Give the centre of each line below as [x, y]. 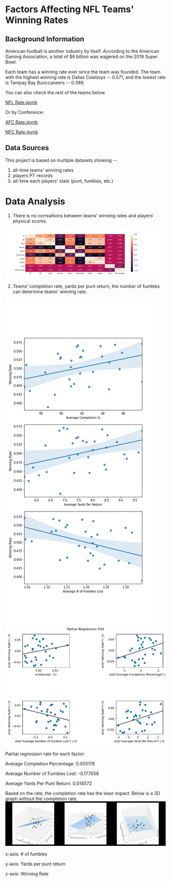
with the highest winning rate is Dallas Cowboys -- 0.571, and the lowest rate [85, 77]
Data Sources [27, 148]
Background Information [45, 39]
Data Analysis [35, 202]
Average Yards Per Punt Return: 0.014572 [49, 784]
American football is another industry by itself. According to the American [82, 51]
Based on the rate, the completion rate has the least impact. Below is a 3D [83, 793]
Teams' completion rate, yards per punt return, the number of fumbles [86, 287]
